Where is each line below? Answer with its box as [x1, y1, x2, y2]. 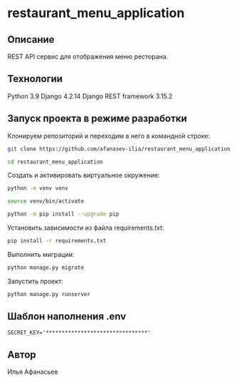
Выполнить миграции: [7, 250, 75, 258]
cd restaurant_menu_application [7, 158, 103, 165]
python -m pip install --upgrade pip [7, 210, 119, 218]
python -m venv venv [7, 185, 69, 192]
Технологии [7, 73, 63, 85]
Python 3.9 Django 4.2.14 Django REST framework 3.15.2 [7, 91, 173, 101]
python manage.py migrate [7, 264, 84, 271]
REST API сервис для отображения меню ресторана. [7, 52, 169, 61]
